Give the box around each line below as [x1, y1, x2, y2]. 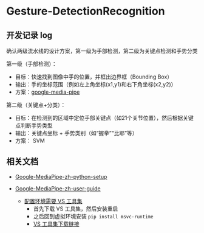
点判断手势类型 [15, 122, 53, 129]
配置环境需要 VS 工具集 [24, 197, 83, 204]
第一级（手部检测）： [6, 60, 57, 68]
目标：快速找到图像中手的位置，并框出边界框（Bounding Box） [15, 73, 173, 80]
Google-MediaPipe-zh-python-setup [15, 173, 107, 180]
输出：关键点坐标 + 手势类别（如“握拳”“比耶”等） [15, 130, 138, 136]
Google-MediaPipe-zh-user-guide [15, 184, 101, 192]
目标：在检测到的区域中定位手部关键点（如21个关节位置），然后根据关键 [15, 114, 194, 121]
